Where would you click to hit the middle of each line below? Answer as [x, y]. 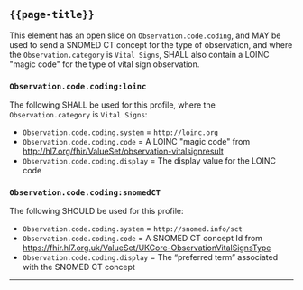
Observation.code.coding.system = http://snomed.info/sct [133, 229]
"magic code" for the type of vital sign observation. [105, 64]
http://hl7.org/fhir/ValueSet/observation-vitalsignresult [123, 151]
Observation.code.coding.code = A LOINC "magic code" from [136, 142]
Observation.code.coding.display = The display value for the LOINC [149, 161]
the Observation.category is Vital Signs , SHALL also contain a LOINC [139, 54]
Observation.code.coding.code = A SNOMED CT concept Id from [142, 239]
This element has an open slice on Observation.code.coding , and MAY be [145, 35]
